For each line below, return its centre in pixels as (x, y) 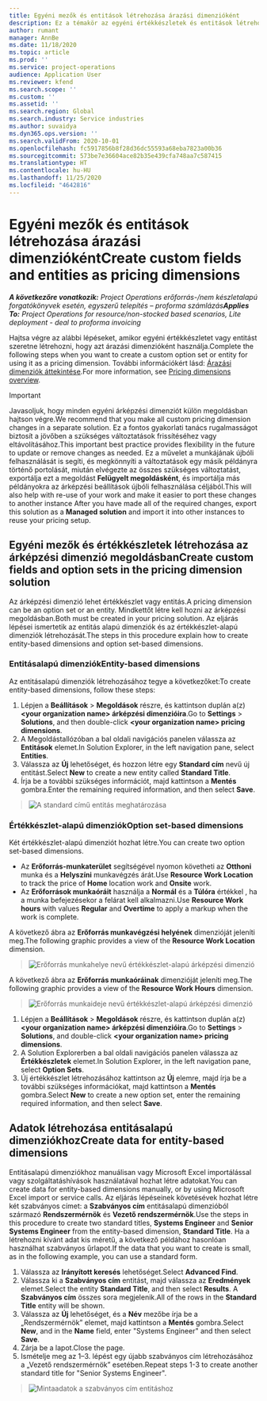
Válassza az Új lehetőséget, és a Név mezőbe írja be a (109, 1314)
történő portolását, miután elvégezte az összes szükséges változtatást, (125, 470)
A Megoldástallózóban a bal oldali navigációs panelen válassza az (128, 739)
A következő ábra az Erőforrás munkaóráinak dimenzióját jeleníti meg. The (131, 980)
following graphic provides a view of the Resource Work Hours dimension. (131, 988)
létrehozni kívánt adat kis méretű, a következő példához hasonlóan (118, 1239)
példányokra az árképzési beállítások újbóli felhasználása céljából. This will (130, 486)
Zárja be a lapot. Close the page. (72, 1347)
